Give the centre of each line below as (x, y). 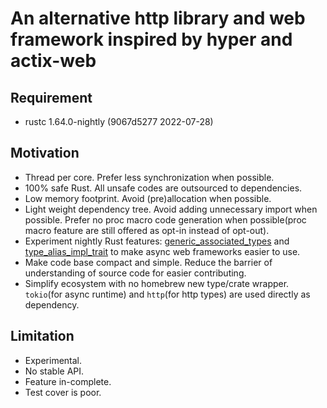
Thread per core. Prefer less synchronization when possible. (149, 177)
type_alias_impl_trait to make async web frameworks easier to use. (162, 251)
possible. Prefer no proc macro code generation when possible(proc (165, 219)
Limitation (42, 336)
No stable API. (54, 371)
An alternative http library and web (158, 18)
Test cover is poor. (63, 392)
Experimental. (53, 360)
